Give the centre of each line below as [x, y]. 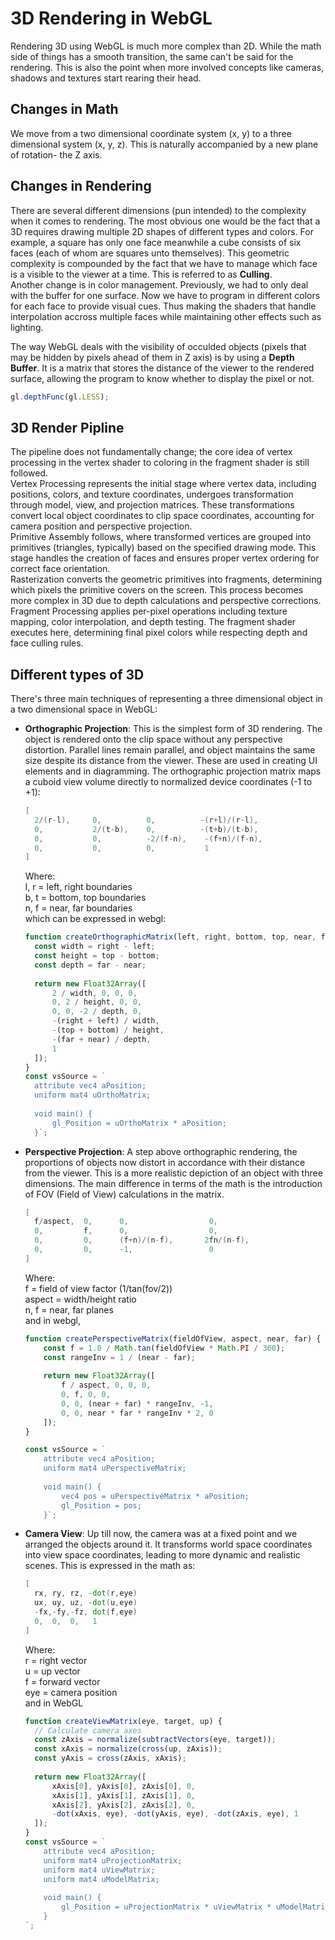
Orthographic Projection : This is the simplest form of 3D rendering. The [173, 729]
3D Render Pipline [67, 427]
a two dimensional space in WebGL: [84, 709]
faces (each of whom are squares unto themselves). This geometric [150, 253]
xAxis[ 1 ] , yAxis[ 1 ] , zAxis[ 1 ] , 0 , [124, 1795]
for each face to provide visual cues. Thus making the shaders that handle [163, 306]
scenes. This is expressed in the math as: [110, 1566]
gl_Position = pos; [101, 1505]
